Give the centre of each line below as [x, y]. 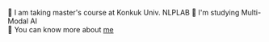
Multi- [251, 13]
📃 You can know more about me [61, 29]
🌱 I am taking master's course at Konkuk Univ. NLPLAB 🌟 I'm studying [124, 13]
